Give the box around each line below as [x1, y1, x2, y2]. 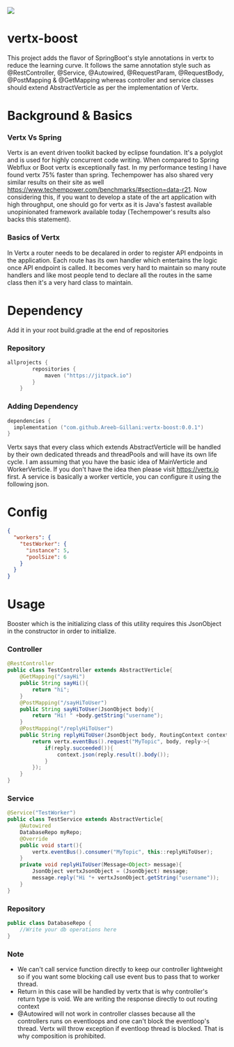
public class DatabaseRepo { [7, 920, 92, 927]
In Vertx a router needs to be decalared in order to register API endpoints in [7, 248, 224, 257]
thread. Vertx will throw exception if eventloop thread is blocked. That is [17, 1024, 224, 1032]
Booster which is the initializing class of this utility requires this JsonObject [7, 620, 221, 628]
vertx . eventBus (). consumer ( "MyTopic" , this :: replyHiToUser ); [32, 848, 214, 855]
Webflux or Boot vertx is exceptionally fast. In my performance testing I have [7, 163, 227, 172]
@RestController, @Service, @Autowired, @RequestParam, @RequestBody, [7, 68, 224, 77]
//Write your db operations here [19, 926, 117, 933]
